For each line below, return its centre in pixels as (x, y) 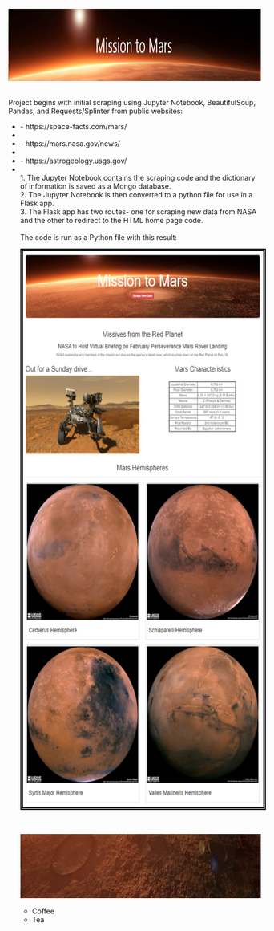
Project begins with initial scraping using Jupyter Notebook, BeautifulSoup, (132, 102)
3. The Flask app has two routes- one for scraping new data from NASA (138, 212)
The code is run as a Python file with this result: (99, 237)
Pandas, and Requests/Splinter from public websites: (95, 111)
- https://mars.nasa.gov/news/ (70, 144)
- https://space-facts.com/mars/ (73, 126)
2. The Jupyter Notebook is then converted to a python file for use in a (136, 195)
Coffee (43, 911)
